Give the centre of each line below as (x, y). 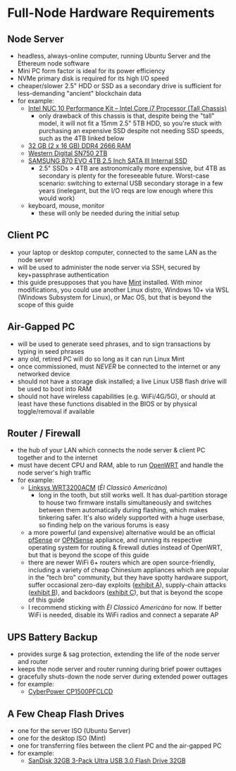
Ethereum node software (54, 63)
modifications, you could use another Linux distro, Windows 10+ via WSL (123, 290)
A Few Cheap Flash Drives (66, 714)
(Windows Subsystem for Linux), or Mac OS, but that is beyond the (114, 297)
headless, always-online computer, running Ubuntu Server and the (114, 56)
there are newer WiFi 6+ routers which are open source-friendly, (122, 562)
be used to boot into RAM (55, 388)
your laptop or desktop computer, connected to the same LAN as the (117, 252)
